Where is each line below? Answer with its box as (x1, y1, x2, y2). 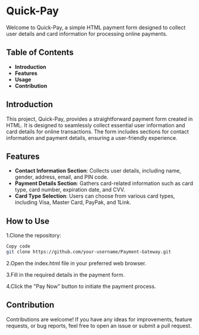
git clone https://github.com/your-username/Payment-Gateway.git (6, 249, 171, 255)
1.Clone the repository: (6, 232, 61, 239)
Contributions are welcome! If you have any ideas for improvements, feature (6, 315, 192, 323)
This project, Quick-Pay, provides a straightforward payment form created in (6, 115, 193, 123)
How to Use (6, 216, 50, 226)
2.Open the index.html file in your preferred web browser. (6, 259, 147, 267)
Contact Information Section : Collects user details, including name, (14, 167, 181, 174)
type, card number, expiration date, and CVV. (14, 186, 125, 193)
